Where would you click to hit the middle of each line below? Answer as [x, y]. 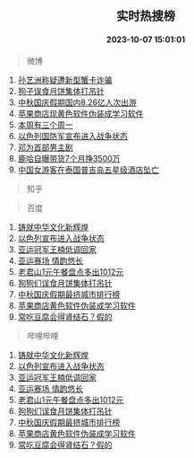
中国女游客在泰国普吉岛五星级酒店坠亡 [88, 170]
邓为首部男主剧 [45, 147]
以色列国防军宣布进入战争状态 [72, 136]
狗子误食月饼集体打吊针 [61, 91]
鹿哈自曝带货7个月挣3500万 [69, 158]
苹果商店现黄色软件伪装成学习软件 [80, 113]
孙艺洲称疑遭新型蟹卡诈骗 [65, 80]
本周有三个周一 [45, 125]
